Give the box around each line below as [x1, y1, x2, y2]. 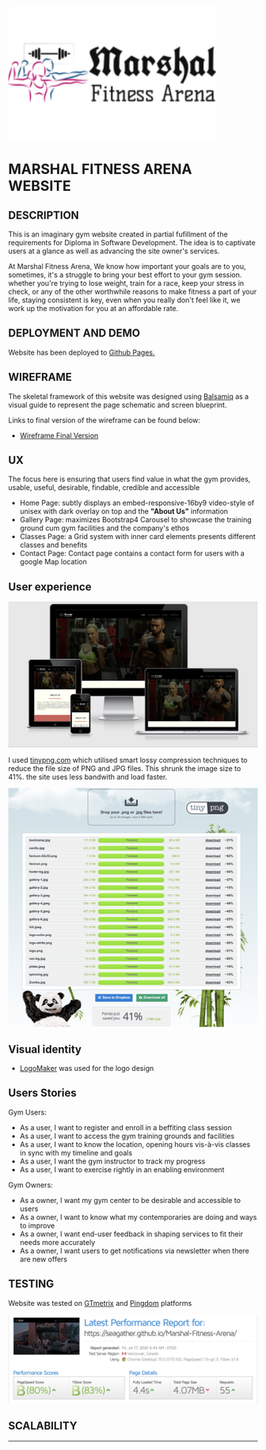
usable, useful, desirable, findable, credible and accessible [8, 483, 200, 492]
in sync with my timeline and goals [19, 1148, 133, 1157]
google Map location [19, 557, 87, 567]
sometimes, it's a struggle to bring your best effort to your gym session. [8, 270, 242, 279]
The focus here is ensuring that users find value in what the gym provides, [8, 474, 251, 484]
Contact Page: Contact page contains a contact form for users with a [19, 548, 245, 558]
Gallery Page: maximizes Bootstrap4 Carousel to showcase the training [19, 515, 252, 525]
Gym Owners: [8, 1180, 53, 1190]
